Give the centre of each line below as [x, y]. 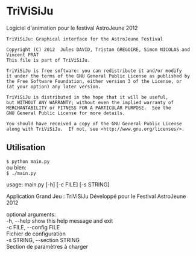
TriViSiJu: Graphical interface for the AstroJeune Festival [85, 39]
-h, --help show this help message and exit [60, 221]
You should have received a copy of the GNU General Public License [94, 123]
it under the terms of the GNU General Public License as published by [98, 76]
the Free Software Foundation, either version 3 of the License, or [94, 81]
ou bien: [17, 167]
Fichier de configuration [36, 234]
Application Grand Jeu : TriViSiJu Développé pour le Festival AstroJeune [96, 196]
